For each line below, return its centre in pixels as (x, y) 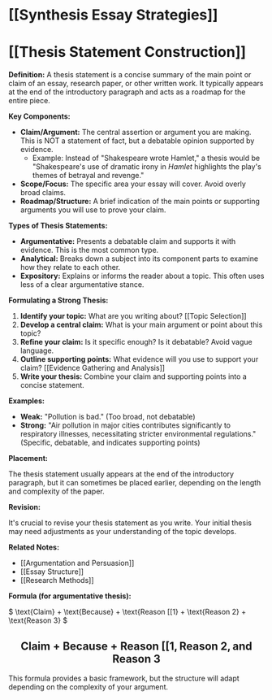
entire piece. (29, 101)
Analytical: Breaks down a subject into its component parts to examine (139, 259)
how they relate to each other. (70, 267)
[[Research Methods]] (57, 580)
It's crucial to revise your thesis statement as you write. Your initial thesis (130, 523)
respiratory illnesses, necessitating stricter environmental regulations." (138, 434)
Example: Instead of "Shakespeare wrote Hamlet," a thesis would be (146, 158)
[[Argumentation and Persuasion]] (77, 563)
